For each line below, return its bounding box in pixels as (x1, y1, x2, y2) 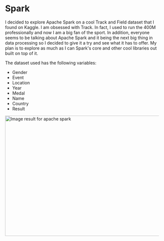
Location (12, 79, 30, 86)
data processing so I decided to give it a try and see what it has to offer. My (5, 40, 157, 46)
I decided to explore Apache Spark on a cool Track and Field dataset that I (5, 19, 154, 25)
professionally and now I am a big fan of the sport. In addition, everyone (5, 29, 150, 35)
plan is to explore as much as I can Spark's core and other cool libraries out (5, 45, 157, 51)
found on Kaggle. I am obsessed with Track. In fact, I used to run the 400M (5, 24, 156, 30)
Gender (12, 69, 28, 75)
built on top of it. (5, 50, 38, 56)
